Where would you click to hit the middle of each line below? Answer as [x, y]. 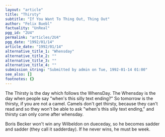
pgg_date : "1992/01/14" [30, 42]
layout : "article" [24, 10]
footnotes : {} [20, 79]
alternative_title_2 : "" [31, 56]
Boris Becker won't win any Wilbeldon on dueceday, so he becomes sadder [82, 124]
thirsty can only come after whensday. [44, 114]
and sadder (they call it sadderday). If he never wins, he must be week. [78, 129]
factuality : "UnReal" [28, 28]
